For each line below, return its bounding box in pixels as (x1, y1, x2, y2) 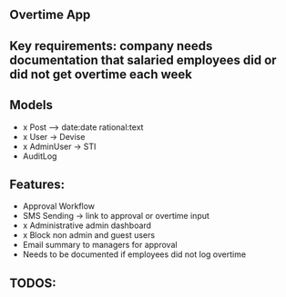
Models (9, 97, 53, 113)
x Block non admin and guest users (22, 230, 156, 241)
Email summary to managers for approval (22, 240, 178, 251)
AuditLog (22, 150, 57, 162)
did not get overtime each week (9, 66, 193, 82)
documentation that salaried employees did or (9, 52, 277, 67)
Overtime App (9, 7, 91, 23)
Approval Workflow (22, 201, 96, 212)
